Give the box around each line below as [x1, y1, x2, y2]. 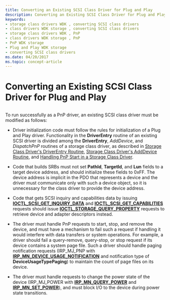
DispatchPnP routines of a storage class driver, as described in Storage [12, 143, 162, 149]
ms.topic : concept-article [5, 59, 62, 64]
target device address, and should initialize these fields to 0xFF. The [12, 169, 155, 175]
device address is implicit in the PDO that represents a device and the [12, 174, 158, 180]
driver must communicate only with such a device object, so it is [12, 180, 147, 186]
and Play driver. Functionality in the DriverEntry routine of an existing [12, 132, 158, 138]
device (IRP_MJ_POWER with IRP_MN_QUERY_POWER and [12, 279, 137, 285]
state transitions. [12, 289, 48, 296]
